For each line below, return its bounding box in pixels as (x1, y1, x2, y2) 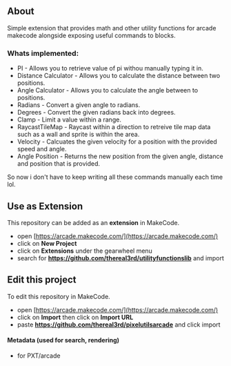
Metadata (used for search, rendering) (7, 336, 119, 345)
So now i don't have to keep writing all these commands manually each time (7, 173, 223, 182)
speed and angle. (17, 145, 67, 153)
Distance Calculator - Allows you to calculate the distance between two (17, 72, 221, 80)
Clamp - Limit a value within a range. (17, 115, 122, 124)
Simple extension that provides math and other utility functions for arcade (7, 23, 217, 32)
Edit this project (7, 274, 77, 286)
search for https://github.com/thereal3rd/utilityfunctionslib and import (17, 253, 224, 262)
